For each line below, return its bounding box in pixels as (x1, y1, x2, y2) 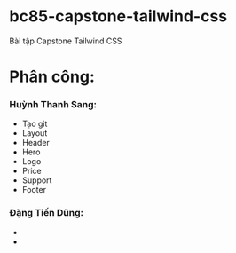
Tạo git (21, 118, 48, 130)
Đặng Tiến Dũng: (9, 207, 84, 219)
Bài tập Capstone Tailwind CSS (9, 36, 122, 46)
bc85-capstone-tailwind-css (9, 6, 228, 27)
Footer (21, 185, 47, 195)
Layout (21, 128, 48, 138)
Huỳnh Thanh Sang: (9, 99, 98, 111)
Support (21, 175, 52, 186)
